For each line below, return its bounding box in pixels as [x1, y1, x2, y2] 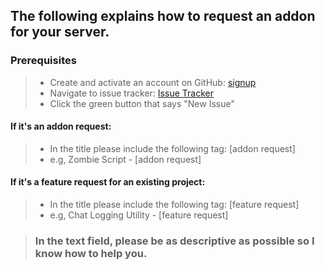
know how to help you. [34, 247, 148, 261]
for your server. [10, 24, 110, 41]
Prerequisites [10, 54, 77, 68]
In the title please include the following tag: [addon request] [49, 142, 296, 154]
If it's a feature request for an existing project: [10, 176, 206, 188]
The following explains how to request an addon [10, 8, 316, 25]
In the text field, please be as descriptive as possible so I [34, 234, 315, 248]
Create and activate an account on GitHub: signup [49, 76, 257, 88]
